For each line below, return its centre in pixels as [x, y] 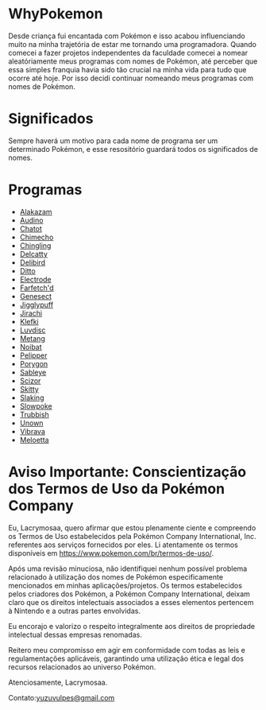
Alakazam [36, 211]
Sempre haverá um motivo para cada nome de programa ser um [113, 141]
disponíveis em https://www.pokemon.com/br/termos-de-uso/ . [111, 553]
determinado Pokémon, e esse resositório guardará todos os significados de [133, 149]
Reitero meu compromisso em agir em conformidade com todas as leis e [127, 650]
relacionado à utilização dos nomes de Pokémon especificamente [116, 576]
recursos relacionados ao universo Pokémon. [82, 667]
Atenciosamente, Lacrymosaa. [58, 682]
